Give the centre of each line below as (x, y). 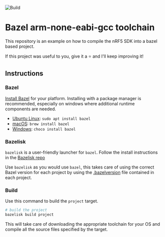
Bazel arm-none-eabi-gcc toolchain (80, 28)
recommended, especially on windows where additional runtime (70, 103)
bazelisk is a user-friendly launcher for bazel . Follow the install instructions (82, 152)
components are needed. (31, 109)
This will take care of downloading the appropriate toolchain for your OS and (82, 224)
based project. (20, 46)
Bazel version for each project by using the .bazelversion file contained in (80, 172)
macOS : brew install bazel (41, 124)
